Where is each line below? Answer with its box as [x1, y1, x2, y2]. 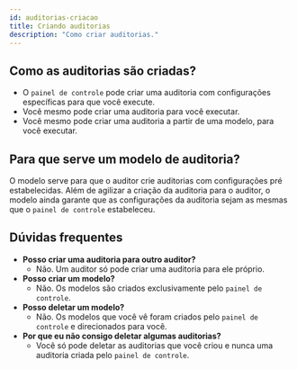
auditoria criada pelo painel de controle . [35, 349, 190, 360]
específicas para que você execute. [22, 96, 156, 108]
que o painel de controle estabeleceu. [9, 204, 156, 214]
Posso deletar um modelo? [22, 301, 125, 312]
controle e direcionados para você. [35, 320, 168, 331]
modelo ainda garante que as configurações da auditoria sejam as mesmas [9, 194, 288, 205]
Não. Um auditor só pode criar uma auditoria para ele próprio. [35, 263, 265, 274]
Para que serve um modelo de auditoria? [9, 151, 240, 166]
